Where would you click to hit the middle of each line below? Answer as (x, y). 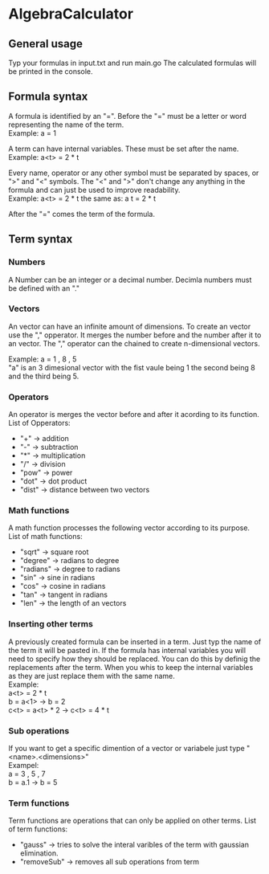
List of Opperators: (39, 423)
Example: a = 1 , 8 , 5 (43, 359)
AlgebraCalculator (71, 14)
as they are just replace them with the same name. (92, 676)
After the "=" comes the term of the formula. (82, 214)
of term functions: (38, 829)
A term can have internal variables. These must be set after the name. (124, 149)
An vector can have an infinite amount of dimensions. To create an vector (130, 326)
